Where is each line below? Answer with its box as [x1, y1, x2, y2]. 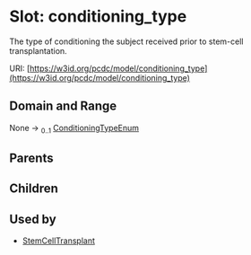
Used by [9, 211, 56, 226]
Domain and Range [9, 99, 117, 114]
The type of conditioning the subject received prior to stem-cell [9, 36, 244, 47]
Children [9, 181, 58, 197]
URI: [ [9, 63, 30, 74]
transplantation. [9, 45, 67, 56]
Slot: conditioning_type [9, 6, 187, 27]
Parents [9, 150, 54, 165]
